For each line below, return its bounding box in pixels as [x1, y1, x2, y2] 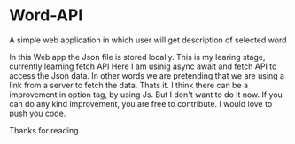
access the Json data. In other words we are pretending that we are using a [9, 70, 285, 80]
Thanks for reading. [9, 125, 82, 135]
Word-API [9, 5, 83, 26]
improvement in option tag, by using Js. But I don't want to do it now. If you [9, 89, 283, 100]
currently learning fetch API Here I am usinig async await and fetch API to [9, 61, 277, 72]
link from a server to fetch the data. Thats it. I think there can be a [9, 80, 249, 90]
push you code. [9, 108, 66, 118]
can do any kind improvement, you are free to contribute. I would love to [9, 98, 273, 109]
